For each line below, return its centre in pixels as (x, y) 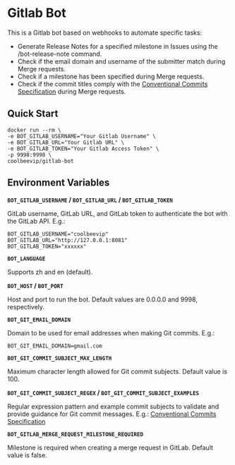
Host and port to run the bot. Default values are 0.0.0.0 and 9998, (102, 299)
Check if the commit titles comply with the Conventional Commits (113, 84)
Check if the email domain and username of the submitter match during (121, 61)
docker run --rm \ (34, 130)
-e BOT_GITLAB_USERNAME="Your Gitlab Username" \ (82, 136)
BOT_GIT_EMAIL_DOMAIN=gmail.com (55, 346)
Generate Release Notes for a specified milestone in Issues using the (117, 46)
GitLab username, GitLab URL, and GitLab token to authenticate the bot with (117, 213)
